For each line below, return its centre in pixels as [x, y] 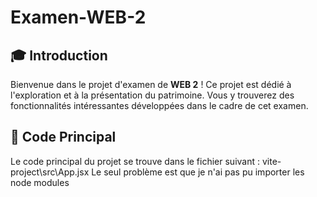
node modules [40, 182]
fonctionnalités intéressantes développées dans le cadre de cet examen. [159, 105]
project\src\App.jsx [50, 172]
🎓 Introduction [59, 55]
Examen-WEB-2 [78, 17]
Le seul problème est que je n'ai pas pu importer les [198, 172]
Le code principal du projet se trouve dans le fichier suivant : [135, 161]
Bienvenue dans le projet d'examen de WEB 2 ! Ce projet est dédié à [151, 84]
